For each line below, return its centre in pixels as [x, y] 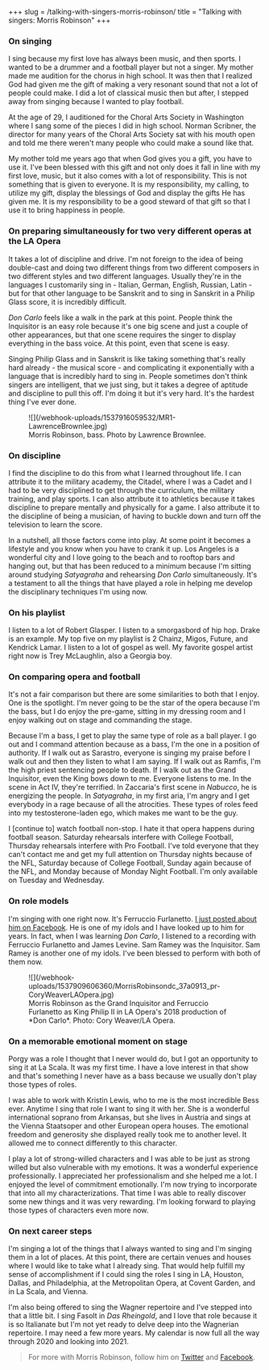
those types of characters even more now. [79, 1210]
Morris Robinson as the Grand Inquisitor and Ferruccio [119, 1003]
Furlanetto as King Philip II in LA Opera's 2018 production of [128, 1011]
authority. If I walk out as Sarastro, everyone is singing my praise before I [130, 753]
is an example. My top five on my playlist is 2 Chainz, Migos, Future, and [128, 639]
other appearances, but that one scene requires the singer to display [122, 334]
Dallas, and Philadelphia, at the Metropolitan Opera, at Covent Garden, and [132, 1283]
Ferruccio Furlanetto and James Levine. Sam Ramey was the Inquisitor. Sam [134, 944]
